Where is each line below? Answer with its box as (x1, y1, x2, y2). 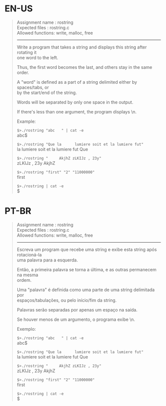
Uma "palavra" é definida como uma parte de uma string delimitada (16, 287, 155, 293)
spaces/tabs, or (16, 84, 49, 90)
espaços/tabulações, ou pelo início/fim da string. (16, 297, 117, 303)
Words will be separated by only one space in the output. (16, 99, 133, 105)
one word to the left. (16, 54, 58, 60)
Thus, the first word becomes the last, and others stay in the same (16, 64, 153, 70)
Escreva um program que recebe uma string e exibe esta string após (16, 246, 157, 253)
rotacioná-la (16, 252, 42, 257)
